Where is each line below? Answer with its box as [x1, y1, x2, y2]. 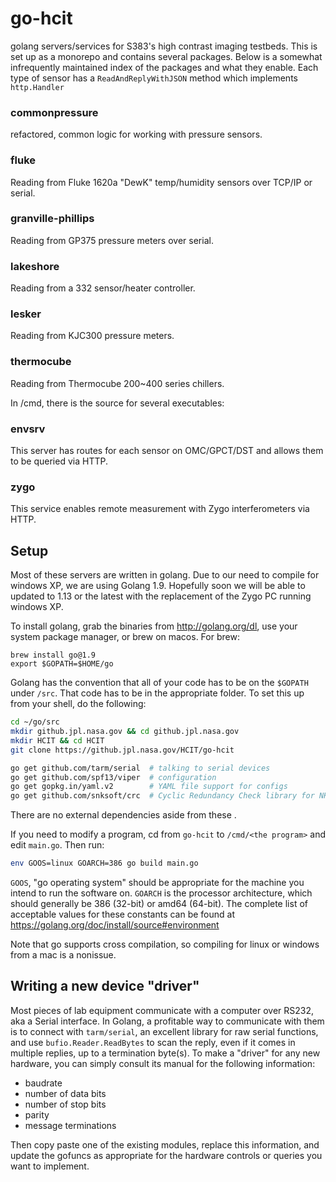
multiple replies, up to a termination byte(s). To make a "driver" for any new [10, 1047, 321, 1059]
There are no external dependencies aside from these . [10, 809, 237, 821]
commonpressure [10, 105, 99, 119]
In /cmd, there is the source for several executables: [10, 397, 225, 409]
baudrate [24, 1077, 63, 1089]
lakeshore [10, 259, 60, 273]
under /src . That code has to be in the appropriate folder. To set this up [10, 687, 305, 699]
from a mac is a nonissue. [10, 949, 117, 961]
